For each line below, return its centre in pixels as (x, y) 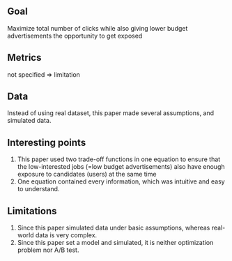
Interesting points (47, 142)
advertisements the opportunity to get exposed (75, 36)
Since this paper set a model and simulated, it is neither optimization (115, 243)
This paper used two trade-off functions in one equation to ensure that (119, 159)
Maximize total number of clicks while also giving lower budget (98, 28)
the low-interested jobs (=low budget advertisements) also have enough (121, 167)
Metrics (24, 58)
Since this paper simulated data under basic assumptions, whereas (114, 228)
